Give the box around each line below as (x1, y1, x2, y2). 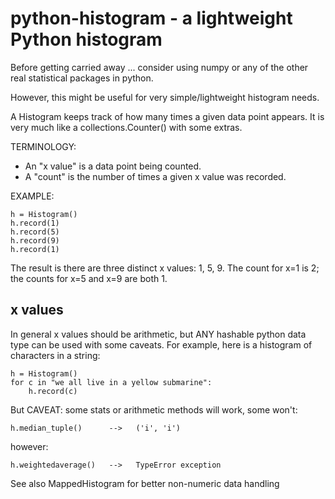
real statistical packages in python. (10, 72, 154, 84)
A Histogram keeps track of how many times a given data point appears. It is (10, 110, 325, 122)
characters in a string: (10, 349, 101, 361)
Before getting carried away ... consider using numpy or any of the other (10, 61, 309, 73)
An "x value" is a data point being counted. (24, 160, 202, 172)
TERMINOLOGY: (10, 140, 77, 152)
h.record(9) (10, 235, 60, 246)
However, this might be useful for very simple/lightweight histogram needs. (10, 91, 320, 103)
